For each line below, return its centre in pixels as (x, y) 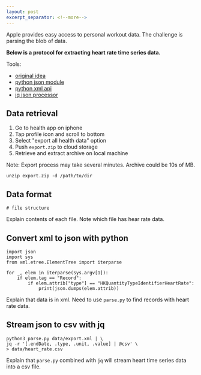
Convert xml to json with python (67, 238)
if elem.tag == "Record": (49, 278)
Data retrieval (32, 114)
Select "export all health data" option (61, 141)
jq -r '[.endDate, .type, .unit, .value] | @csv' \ (72, 344)
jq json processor (36, 95)
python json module (40, 82)
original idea (30, 75)
